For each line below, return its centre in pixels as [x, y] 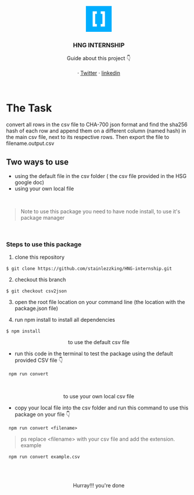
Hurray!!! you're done [99, 486]
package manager [42, 218]
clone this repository [39, 257]
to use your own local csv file [99, 397]
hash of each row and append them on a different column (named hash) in [96, 131]
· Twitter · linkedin [99, 73]
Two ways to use [37, 162]
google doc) [29, 183]
